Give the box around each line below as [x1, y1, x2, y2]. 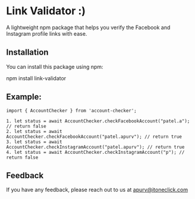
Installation [6, 48, 49, 58]
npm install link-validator [6, 74, 67, 81]
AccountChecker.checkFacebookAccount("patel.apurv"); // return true [6, 134, 183, 140]
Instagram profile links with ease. [6, 30, 87, 37]
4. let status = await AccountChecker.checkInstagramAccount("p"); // [6, 149, 185, 155]
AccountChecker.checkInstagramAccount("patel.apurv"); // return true [6, 144, 185, 150]
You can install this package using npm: [6, 63, 103, 70]
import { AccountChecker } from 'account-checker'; [6, 108, 137, 113]
